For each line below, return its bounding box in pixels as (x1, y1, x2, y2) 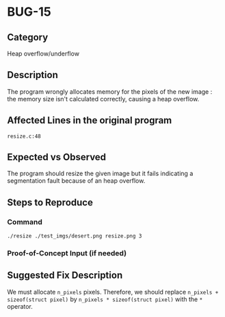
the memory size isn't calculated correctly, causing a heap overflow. (7, 94, 200, 103)
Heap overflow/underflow (7, 49, 80, 58)
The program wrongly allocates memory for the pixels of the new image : (7, 87, 213, 96)
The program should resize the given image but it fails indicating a (7, 169, 194, 178)
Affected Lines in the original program (7, 114, 172, 127)
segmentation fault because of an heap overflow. (7, 177, 146, 185)
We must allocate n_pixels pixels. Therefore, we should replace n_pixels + (7, 288, 219, 296)
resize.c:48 (7, 133, 41, 140)
